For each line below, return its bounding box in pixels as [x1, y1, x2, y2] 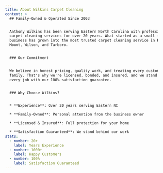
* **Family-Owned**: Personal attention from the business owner [9, 112, 145, 117]
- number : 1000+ [9, 147, 42, 152]
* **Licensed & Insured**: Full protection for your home [9, 121, 130, 126]
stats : [5, 134, 18, 139]
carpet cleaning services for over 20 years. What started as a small [9, 33, 155, 39]
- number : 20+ [9, 138, 38, 143]
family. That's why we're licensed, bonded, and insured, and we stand [9, 73, 158, 78]
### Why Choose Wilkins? [9, 90, 60, 95]
